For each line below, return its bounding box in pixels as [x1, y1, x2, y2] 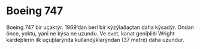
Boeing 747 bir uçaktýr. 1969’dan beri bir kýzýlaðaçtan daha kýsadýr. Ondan [6, 24, 195, 31]
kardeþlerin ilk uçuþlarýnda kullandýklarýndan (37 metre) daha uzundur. [6, 36, 184, 43]
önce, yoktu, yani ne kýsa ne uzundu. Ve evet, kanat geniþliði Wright [6, 30, 175, 37]
